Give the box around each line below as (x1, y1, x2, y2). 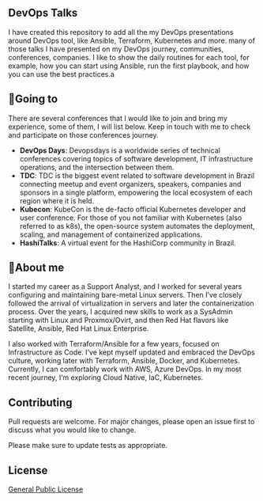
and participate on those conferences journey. (8, 130, 160, 139)
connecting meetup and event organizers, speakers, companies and (19, 179, 242, 188)
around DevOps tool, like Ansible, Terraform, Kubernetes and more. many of (8, 36, 255, 45)
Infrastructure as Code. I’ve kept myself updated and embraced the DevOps (8, 347, 255, 357)
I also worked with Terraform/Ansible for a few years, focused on (8, 340, 220, 349)
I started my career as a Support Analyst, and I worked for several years (8, 282, 242, 291)
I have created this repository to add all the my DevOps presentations (8, 27, 235, 36)
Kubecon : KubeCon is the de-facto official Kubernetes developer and (19, 204, 246, 214)
